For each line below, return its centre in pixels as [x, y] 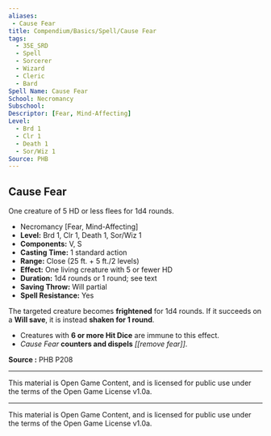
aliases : [23, 16]
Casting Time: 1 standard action [73, 252]
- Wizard [30, 69]
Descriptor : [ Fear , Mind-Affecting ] [70, 114]
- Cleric [30, 76]
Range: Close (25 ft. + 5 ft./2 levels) [79, 261]
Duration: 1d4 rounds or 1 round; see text [88, 278]
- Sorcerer [34, 61]
